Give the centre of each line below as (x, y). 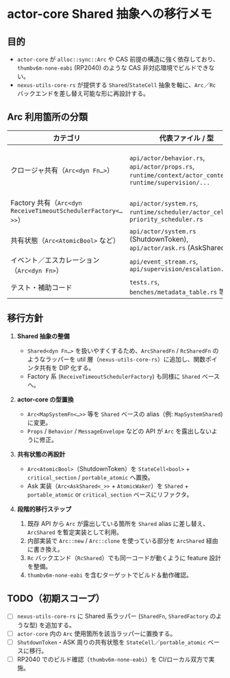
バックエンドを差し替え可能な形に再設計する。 (83, 93)
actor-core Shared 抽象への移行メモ (110, 14)
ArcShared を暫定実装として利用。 (75, 532)
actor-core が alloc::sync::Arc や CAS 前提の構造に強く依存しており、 (118, 59)
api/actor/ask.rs (157, 248)
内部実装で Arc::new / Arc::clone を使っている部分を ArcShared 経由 (123, 540)
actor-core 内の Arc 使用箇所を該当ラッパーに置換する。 (97, 633)
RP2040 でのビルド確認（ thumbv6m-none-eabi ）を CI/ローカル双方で (113, 659)
